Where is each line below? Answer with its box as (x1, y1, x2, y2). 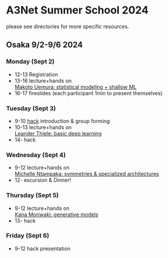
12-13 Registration (14, 71, 59, 78)
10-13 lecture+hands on (14, 124, 72, 131)
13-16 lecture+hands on (14, 77, 72, 84)
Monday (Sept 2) (6, 57, 54, 66)
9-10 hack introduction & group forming (14, 117, 110, 124)
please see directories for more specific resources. (6, 23, 129, 30)
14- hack (14, 136, 36, 143)
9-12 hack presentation (14, 245, 71, 252)
